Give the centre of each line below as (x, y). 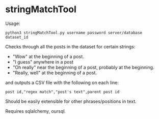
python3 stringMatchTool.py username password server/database (74, 33)
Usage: (13, 23)
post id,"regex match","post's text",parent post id (62, 92)
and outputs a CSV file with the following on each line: (62, 82)
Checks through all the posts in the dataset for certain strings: (70, 46)
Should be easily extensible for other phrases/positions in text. (71, 101)
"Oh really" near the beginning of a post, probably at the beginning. (83, 67)
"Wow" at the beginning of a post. (48, 56)
